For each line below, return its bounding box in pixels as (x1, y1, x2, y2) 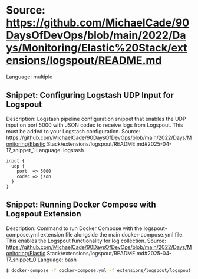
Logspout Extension (6, 209, 81, 219)
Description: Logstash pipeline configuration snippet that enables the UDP (6, 115, 186, 122)
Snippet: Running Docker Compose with (6, 200, 156, 210)
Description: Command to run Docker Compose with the (6, 225, 143, 232)
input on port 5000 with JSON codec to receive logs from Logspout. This (6, 122, 184, 129)
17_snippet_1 (6, 146, 35, 153)
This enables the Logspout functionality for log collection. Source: (6, 237, 166, 244)
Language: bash (37, 256, 77, 263)
